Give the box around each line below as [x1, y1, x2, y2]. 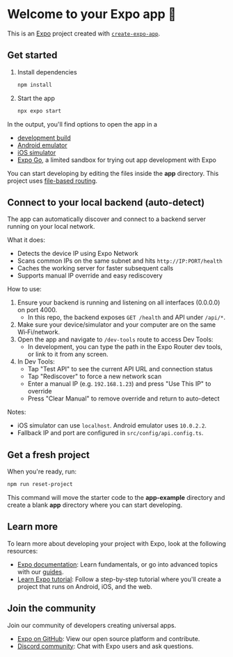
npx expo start [17, 107, 62, 114]
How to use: [7, 285, 42, 293]
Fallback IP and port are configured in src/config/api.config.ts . [17, 429, 204, 437]
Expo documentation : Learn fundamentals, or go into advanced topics [17, 560, 218, 569]
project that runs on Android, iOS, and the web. [17, 582, 153, 590]
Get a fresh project [7, 448, 90, 461]
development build [17, 133, 71, 142]
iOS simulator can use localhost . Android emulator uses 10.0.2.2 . [17, 421, 207, 430]
